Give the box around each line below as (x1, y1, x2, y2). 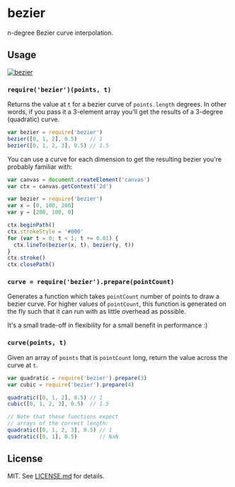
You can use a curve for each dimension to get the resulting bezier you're (7, 155, 222, 163)
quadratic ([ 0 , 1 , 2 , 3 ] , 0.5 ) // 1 (7, 427, 113, 434)
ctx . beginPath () (7, 221, 55, 229)
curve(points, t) (7, 339, 67, 347)
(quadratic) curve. (7, 115, 60, 124)
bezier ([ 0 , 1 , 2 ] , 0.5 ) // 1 (7, 135, 103, 143)
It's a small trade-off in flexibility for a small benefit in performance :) (7, 321, 208, 329)
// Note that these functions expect (7, 413, 119, 420)
